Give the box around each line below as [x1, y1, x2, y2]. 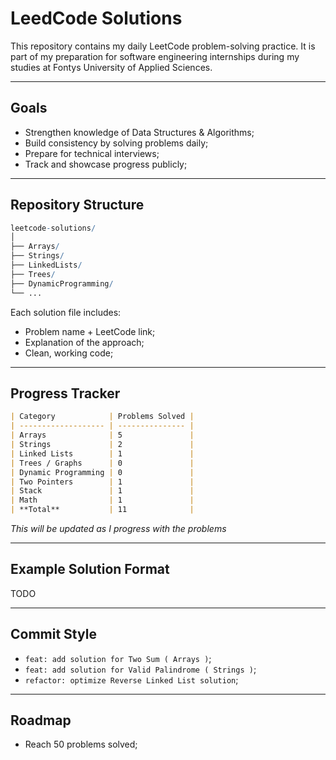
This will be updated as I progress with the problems [10, 523, 227, 534]
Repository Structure [10, 197, 145, 214]
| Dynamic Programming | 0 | [10, 467, 195, 477]
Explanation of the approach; [24, 336, 145, 348]
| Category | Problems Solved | [10, 412, 195, 422]
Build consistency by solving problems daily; [24, 137, 209, 149]
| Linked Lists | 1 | [10, 448, 195, 459]
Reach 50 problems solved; [24, 738, 138, 751]
